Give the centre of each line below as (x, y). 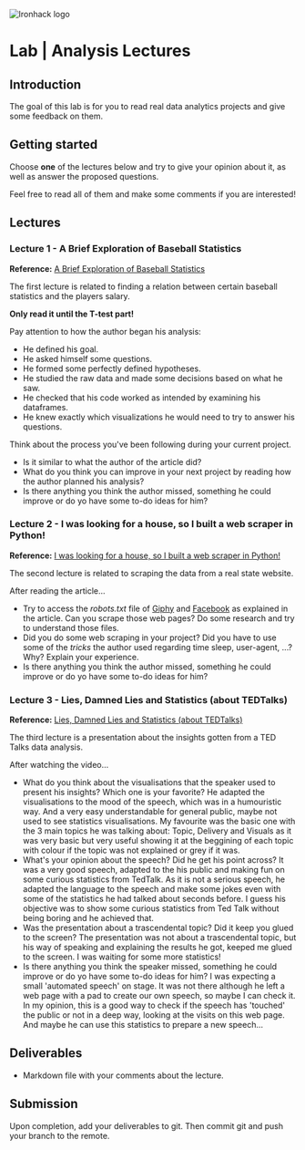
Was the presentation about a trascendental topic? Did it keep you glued (158, 928)
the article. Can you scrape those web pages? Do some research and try (158, 618)
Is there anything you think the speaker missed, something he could (150, 967)
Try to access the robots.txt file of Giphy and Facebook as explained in (155, 608)
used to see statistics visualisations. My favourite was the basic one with (159, 822)
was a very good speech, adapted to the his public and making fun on (153, 870)
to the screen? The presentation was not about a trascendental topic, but (159, 938)
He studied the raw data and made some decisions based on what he (152, 378)
